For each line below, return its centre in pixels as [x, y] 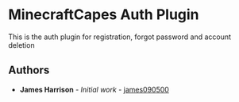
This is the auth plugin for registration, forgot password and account [120, 37]
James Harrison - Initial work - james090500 [94, 89]
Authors [29, 71]
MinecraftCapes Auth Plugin [104, 15]
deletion [21, 45]
